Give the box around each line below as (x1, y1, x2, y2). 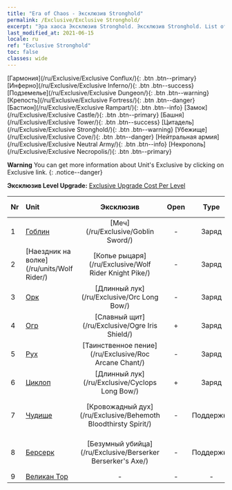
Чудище (25, 410, 53, 420)
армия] (197, 133, 220, 141)
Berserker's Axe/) (90, 456, 148, 466)
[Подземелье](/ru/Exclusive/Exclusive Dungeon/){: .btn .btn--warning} (7, 88, 209, 97)
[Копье (93, 251, 117, 260)
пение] (134, 340, 157, 350)
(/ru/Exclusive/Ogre (82, 320, 146, 330)
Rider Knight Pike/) (89, 268, 151, 277)
